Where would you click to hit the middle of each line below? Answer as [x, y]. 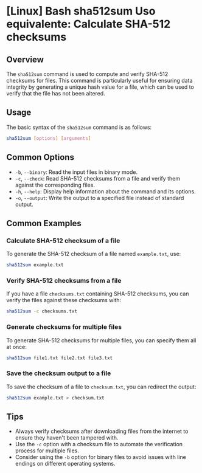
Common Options [40, 157]
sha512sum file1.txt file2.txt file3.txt [60, 358]
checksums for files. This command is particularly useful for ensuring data [99, 81]
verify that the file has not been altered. [56, 93]
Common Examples [44, 223]
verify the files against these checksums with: [64, 300]
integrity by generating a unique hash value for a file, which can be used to [100, 87]
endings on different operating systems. [65, 464]
